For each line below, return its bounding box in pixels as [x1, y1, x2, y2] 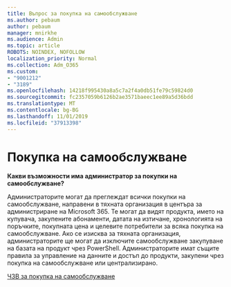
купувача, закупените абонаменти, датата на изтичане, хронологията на [7, 215, 223, 223]
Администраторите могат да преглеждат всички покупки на [7, 193, 186, 201]
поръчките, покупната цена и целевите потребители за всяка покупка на [7, 222, 223, 230]
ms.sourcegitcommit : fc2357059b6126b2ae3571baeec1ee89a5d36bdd [7, 94, 194, 101]
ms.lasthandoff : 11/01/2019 [7, 113, 89, 120]
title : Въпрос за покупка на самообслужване [7, 10, 138, 17]
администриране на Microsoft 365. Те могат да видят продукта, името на [7, 207, 224, 216]
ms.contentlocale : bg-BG [7, 107, 79, 113]
